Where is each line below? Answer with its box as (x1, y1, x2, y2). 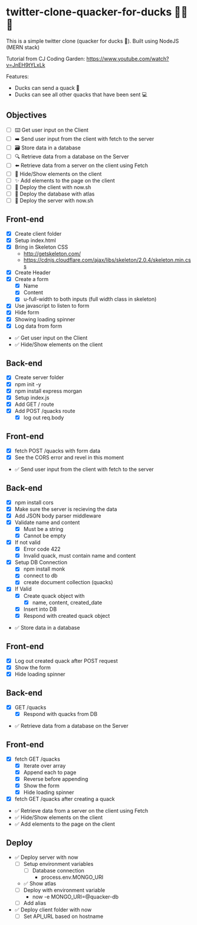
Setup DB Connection (14, 559, 68, 566)
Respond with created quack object (23, 612, 110, 619)
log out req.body (23, 413, 64, 421)
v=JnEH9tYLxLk (6, 61, 45, 69)
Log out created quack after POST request (14, 657, 118, 664)
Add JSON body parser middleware (14, 512, 101, 519)
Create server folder (14, 374, 64, 381)
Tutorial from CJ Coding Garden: (6, 55, 86, 62)
